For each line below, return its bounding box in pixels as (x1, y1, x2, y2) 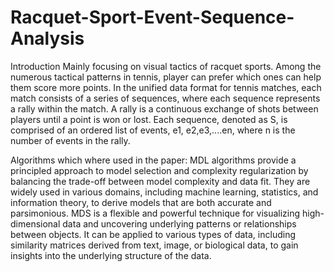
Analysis (10, 27, 85, 50)
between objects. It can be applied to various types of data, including (10, 228, 296, 240)
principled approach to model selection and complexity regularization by (10, 164, 309, 176)
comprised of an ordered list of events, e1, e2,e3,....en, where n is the (10, 124, 296, 136)
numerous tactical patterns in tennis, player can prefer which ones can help (10, 71, 322, 83)
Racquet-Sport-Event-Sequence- (10, 6, 295, 29)
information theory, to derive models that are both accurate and (10, 196, 272, 208)
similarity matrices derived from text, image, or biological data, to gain (10, 239, 299, 251)
